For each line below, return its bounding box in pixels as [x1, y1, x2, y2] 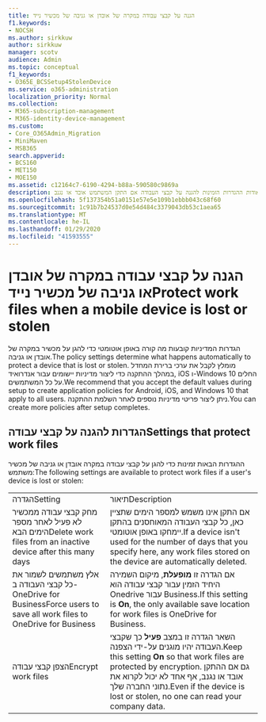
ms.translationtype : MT [8, 211, 87, 219]
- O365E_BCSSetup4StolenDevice [8, 78, 112, 86]
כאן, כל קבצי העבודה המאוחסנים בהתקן [109, 516, 244, 527]
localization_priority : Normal [8, 93, 112, 101]
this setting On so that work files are [109, 651, 245, 662]
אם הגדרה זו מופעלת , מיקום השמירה [109, 568, 235, 579]
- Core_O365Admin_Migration [8, 129, 101, 137]
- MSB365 [8, 144, 37, 152]
